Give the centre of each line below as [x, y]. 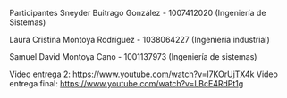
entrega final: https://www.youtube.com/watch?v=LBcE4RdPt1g [127, 83]
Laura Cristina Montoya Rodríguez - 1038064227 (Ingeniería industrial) [139, 40]
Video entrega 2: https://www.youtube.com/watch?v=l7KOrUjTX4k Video [144, 74]
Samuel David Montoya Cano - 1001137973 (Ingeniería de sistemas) [133, 57]
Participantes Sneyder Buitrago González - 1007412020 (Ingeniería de [138, 13]
